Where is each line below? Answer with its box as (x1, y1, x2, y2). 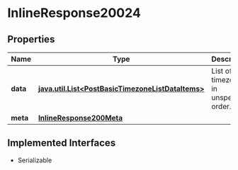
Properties (7, 33, 55, 45)
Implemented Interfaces (7, 137, 116, 149)
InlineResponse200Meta (38, 113, 123, 123)
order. (211, 101, 232, 111)
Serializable (17, 156, 52, 164)
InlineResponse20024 (7, 5, 142, 21)
